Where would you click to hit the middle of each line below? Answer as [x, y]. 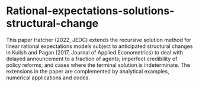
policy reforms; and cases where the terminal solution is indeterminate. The [98, 65]
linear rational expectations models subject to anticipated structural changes [99, 46]
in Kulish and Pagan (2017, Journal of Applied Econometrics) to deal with [95, 52]
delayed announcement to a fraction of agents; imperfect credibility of [92, 59]
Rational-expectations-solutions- [90, 11]
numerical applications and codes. [48, 78]
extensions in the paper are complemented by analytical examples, [88, 71]
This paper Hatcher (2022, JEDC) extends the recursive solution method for [99, 40]
